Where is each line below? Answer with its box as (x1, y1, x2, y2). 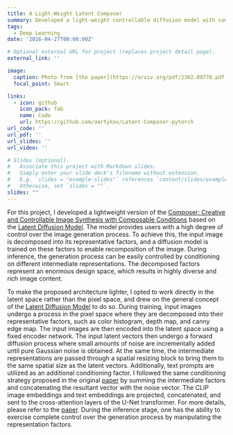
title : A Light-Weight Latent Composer (7, 10, 123, 17)
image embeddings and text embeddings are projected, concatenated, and (7, 391, 221, 399)
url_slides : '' (7, 138, 51, 145)
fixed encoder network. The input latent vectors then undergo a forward (7, 332, 213, 340)
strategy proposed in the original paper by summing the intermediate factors (7, 375, 226, 384)
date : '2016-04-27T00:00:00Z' (7, 36, 95, 43)
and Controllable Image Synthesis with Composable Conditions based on (7, 215, 216, 224)
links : (7, 93, 26, 100)
